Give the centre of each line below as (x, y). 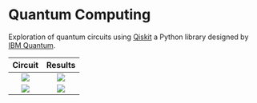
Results (61, 65)
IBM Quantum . (32, 45)
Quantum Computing (80, 15)
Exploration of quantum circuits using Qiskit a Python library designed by (128, 37)
